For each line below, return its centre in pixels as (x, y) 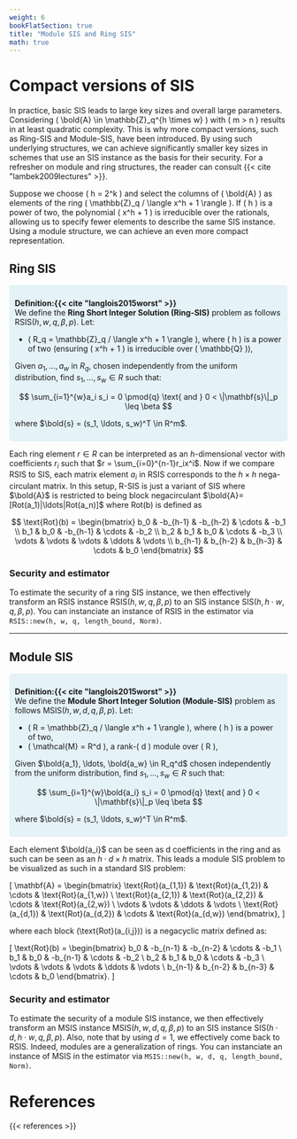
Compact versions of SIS (102, 86)
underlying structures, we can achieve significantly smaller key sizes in (138, 148)
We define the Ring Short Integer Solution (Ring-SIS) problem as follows (148, 312)
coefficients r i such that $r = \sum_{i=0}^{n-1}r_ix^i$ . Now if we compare (142, 464)
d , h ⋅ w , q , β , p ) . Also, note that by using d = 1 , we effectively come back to (145, 1037)
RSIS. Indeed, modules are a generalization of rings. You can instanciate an (146, 1047)
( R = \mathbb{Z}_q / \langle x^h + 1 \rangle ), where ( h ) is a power (151, 728)
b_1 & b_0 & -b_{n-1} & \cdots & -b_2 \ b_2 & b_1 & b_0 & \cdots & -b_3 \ (137, 957)
